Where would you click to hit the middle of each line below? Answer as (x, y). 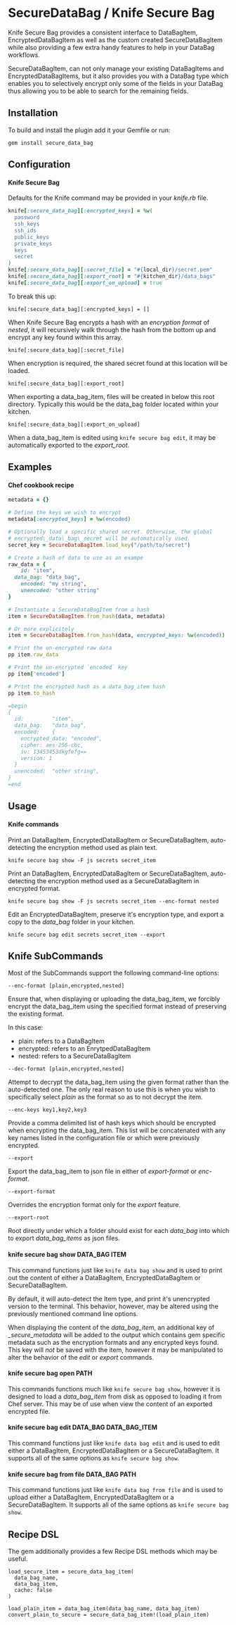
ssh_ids (26, 230)
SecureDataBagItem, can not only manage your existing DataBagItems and (116, 68)
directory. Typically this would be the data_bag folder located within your (113, 404)
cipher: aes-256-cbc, (52, 745)
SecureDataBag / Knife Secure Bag (111, 13)
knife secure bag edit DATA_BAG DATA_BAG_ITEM (83, 1427)
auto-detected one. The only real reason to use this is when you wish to (112, 1089)
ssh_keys (27, 224)
